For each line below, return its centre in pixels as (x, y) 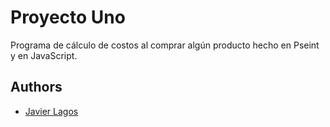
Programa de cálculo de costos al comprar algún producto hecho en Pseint (165, 45)
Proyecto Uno (68, 17)
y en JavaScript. (44, 55)
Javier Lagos (51, 111)
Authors (36, 87)
